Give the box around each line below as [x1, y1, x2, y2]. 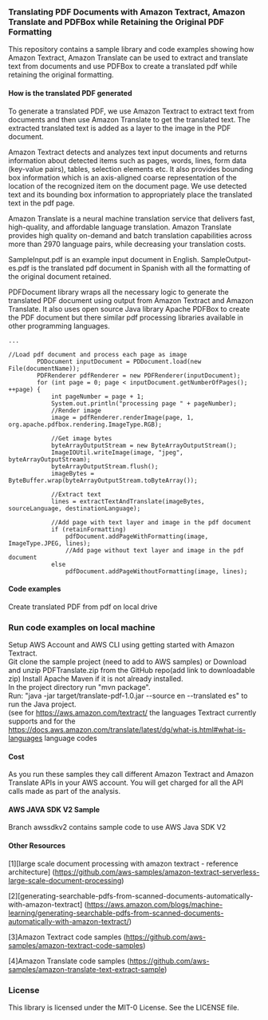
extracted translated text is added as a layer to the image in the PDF [8, 123, 231, 133]
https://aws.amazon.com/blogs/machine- [86, 899, 223, 909]
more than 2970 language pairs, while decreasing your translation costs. [8, 239, 246, 249]
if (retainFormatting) [50, 525, 127, 533]
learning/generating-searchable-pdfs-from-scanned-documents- [8, 908, 224, 918]
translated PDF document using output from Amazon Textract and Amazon [8, 295, 254, 305]
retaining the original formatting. [8, 70, 114, 80]
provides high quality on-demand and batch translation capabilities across [8, 230, 253, 240]
